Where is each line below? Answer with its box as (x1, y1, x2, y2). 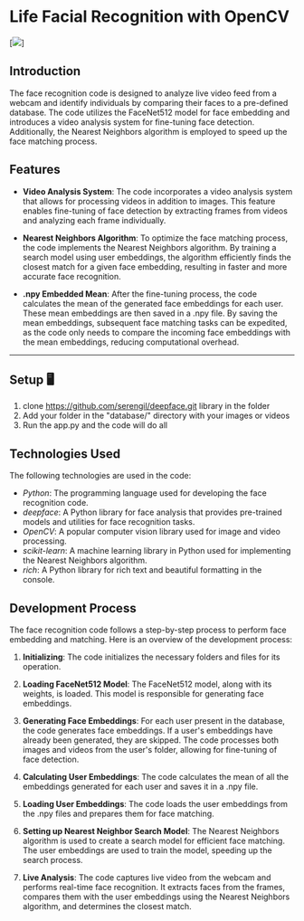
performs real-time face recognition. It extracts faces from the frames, (22, 882, 285, 892)
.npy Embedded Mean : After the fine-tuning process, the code (22, 288, 258, 299)
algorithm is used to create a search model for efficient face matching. (22, 835, 285, 846)
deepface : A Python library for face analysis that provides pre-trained (22, 507, 282, 517)
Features (9, 162, 61, 177)
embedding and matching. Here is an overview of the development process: (9, 634, 292, 644)
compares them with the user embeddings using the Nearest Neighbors (22, 891, 290, 902)
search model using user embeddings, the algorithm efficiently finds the (22, 252, 291, 262)
